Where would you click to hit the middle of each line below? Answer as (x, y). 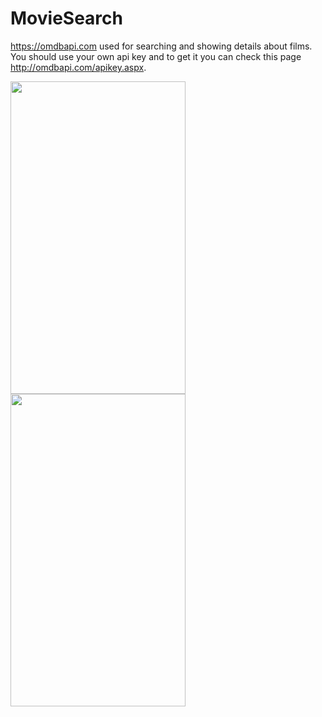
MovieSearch (66, 18)
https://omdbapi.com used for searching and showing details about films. (161, 46)
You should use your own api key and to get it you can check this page (156, 56)
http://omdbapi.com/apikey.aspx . (78, 67)
